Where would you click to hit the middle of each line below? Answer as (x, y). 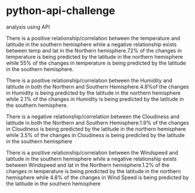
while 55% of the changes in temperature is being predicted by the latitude (96, 63)
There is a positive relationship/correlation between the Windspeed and (92, 152)
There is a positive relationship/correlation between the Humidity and (89, 80)
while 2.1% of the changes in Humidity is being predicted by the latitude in (95, 99)
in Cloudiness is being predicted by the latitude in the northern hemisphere (96, 129)
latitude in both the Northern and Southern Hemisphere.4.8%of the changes (97, 86)
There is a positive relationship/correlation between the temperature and (93, 38)
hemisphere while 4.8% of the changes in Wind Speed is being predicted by (97, 177)
